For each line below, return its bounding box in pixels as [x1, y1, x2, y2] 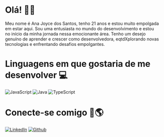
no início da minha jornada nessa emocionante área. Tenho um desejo [5, 31, 146, 37]
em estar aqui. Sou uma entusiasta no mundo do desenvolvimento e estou [5, 25, 154, 31]
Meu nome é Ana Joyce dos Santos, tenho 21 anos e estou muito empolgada [5, 20, 159, 26]
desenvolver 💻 [5, 70, 68, 81]
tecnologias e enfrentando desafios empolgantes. [5, 41, 105, 47]
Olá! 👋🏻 [5, 4, 36, 16]
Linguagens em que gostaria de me [5, 59, 150, 70]
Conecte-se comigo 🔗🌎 [5, 107, 104, 118]
